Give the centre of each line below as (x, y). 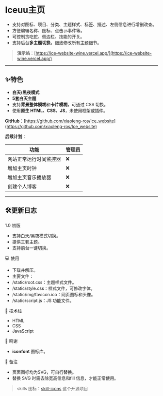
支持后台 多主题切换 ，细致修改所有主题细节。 (57, 42)
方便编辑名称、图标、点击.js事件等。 (48, 30)
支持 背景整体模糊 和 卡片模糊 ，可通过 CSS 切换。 (60, 104)
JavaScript (23, 331)
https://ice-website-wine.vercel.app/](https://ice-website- (94, 53)
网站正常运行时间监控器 (34, 159)
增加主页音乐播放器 (30, 177)
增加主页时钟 (22, 168)
